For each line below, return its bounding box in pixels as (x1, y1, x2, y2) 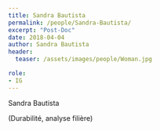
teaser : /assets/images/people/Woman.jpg (15, 56, 153, 64)
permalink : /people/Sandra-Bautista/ (8, 19, 132, 27)
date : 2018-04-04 (8, 33, 65, 42)
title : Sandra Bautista (8, 11, 86, 20)
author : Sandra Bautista (8, 41, 89, 49)
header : (8, 48, 34, 56)
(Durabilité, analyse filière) (8, 113, 93, 122)
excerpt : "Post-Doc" (8, 26, 76, 34)
